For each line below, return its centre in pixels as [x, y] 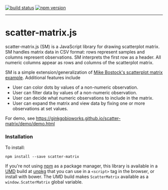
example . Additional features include [43, 77]
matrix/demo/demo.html [30, 123]
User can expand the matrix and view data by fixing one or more [78, 103]
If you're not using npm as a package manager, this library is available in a [81, 166]
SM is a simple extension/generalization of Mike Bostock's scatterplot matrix [84, 72]
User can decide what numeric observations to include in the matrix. [83, 98]
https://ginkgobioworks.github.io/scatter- [78, 118]
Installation [19, 136]
